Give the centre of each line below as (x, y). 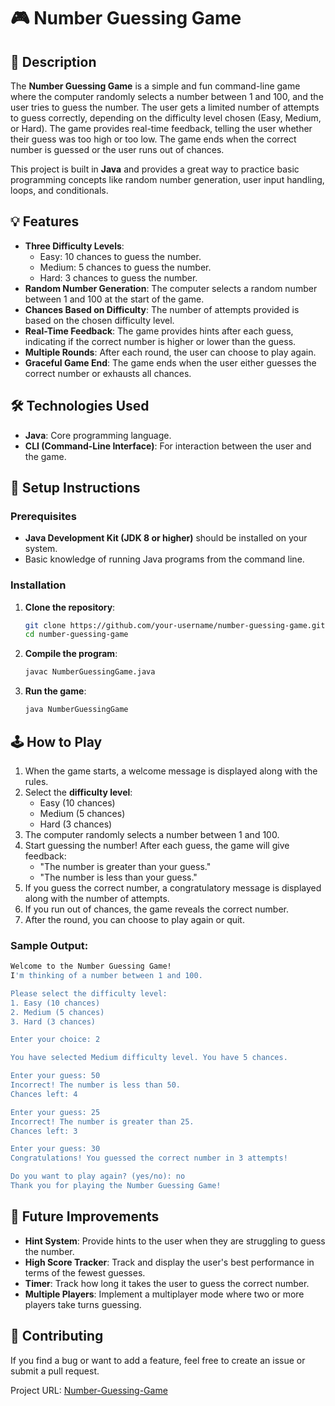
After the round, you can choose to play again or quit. (134, 919)
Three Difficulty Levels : (74, 246)
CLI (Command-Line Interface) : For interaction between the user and (168, 446)
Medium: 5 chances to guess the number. (125, 267)
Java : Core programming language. (98, 435)
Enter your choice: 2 (55, 1040)
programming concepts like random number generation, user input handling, (167, 179)
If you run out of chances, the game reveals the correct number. (156, 909)
